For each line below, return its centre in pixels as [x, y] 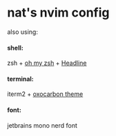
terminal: [21, 79]
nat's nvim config [58, 13]
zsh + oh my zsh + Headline [47, 63]
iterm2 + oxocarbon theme [45, 94]
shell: [16, 48]
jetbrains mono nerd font [42, 125]
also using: [22, 32]
